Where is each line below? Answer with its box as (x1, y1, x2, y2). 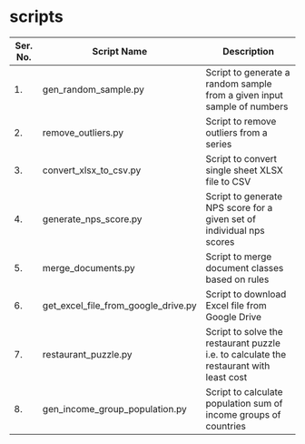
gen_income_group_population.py (42, 402, 188, 415)
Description (221, 45, 275, 57)
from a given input (205, 88, 283, 101)
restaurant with (205, 359, 271, 372)
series (205, 137, 232, 150)
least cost (205, 370, 248, 383)
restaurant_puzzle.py (42, 348, 133, 360)
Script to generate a (205, 66, 290, 78)
